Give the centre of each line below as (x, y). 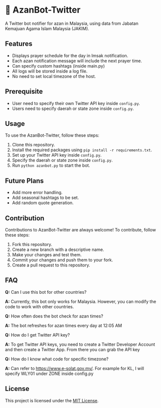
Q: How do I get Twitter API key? (38, 335)
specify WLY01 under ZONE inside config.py (49, 373)
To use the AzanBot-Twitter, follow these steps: (52, 135)
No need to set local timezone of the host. (54, 76)
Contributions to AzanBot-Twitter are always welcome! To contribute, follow (80, 230)
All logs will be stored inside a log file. (50, 71)
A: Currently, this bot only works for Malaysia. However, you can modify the (81, 302)
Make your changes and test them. (47, 255)
